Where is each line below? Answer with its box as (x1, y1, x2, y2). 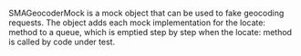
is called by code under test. (8, 36, 116, 47)
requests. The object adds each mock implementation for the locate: (8, 17, 266, 28)
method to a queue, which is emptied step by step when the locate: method (8, 27, 293, 37)
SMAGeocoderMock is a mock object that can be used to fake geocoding (8, 8, 285, 18)
